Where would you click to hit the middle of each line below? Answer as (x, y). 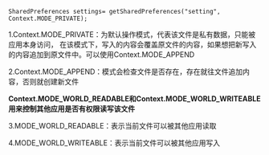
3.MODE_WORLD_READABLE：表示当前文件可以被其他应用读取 (112, 126)
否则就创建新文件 (50, 82)
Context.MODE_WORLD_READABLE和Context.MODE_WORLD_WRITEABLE (134, 99)
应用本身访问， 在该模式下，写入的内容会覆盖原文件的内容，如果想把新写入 (132, 45)
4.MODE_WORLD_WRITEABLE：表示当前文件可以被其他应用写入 (114, 143)
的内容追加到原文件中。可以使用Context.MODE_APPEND (102, 55)
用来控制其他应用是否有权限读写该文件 (71, 109)
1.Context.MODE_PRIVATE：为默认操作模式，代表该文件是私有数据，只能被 (132, 35)
